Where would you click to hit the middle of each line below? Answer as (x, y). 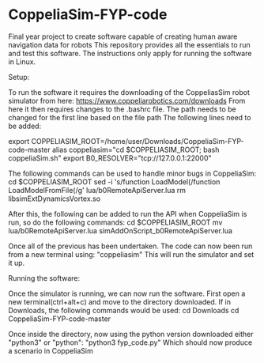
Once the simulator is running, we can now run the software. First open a (127, 293)
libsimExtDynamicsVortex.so (55, 199)
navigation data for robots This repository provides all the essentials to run (129, 44)
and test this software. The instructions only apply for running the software (130, 53)
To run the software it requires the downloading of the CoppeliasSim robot (129, 92)
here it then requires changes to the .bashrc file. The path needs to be (123, 109)
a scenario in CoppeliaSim (51, 350)
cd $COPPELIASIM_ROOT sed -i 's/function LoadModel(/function (114, 181)
